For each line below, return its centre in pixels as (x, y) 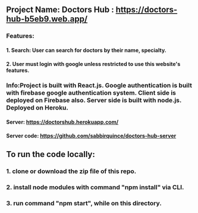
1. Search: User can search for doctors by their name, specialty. (86, 50)
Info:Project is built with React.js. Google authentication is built (99, 86)
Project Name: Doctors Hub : (60, 10)
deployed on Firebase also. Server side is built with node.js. (94, 101)
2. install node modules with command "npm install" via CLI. (95, 187)
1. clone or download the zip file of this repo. (71, 171)
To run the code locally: (51, 154)
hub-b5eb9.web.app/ (47, 19)
